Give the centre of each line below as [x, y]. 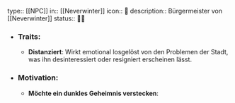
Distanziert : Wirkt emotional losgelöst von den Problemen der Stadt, [128, 52]
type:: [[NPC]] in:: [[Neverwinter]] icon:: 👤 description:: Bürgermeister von [115, 11]
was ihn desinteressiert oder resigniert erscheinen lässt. [110, 59]
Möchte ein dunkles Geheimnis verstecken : [93, 93]
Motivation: [38, 78]
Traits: [29, 37]
